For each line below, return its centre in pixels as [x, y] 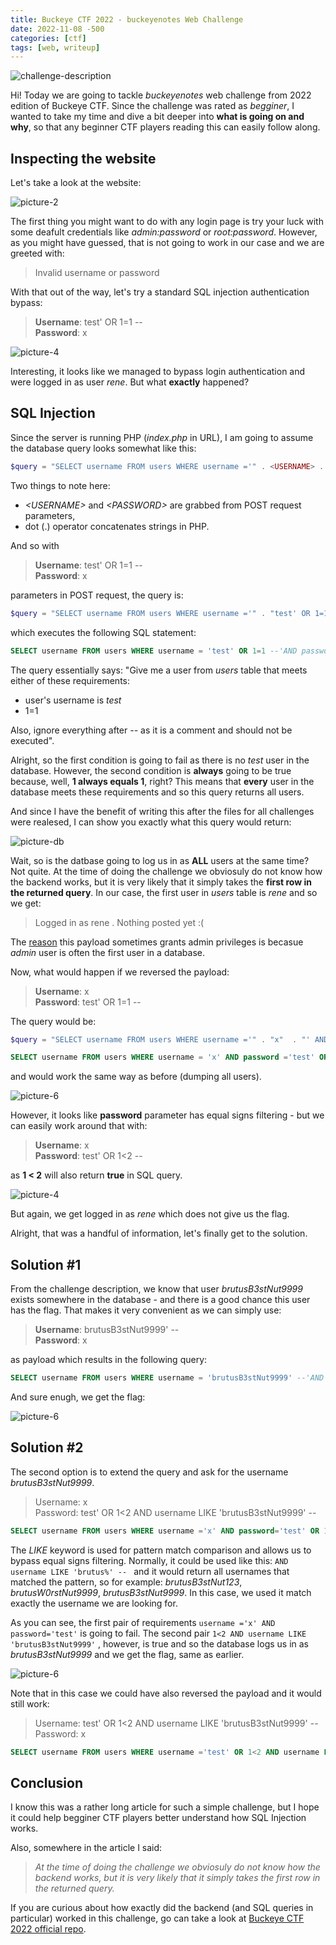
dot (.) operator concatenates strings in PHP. [117, 526]
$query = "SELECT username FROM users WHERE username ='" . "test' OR [160, 613]
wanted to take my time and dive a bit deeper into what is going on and [157, 117]
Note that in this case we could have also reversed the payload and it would [166, 1693]
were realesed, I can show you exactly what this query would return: [151, 822]
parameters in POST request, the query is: [97, 595]
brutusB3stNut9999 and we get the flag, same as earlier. [127, 1654]
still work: [30, 1703]
